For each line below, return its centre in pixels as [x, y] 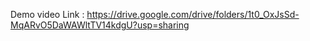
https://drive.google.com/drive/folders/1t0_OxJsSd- [193, 14]
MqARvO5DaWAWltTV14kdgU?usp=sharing [100, 25]
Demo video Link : [47, 14]
